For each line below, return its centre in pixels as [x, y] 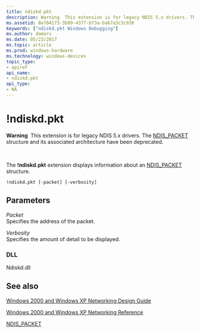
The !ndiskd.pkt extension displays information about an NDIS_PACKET [94, 165]
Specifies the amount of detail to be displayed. [63, 239]
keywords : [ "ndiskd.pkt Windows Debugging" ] [62, 28]
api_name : [18, 73]
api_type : [18, 84]
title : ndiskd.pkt [29, 12]
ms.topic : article [29, 45]
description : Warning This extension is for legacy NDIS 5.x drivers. [97, 17]
